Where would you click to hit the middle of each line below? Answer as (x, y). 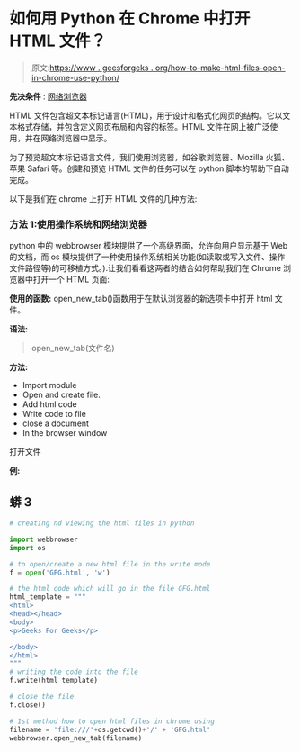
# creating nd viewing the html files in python (102, 523)
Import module (49, 385)
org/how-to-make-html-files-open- (220, 68)
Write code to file (54, 414)
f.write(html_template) (54, 681)
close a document (56, 423)
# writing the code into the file (74, 672)
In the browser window (65, 433)
